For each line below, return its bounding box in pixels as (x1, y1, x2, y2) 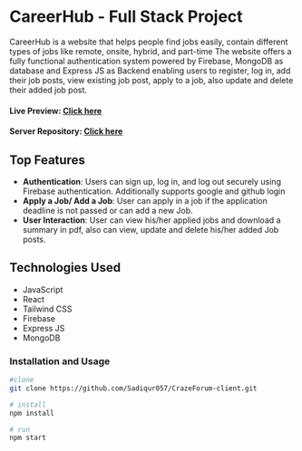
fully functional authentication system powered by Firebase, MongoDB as (9, 55, 284, 66)
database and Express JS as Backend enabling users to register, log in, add (9, 65, 291, 76)
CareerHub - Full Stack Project (9, 6, 243, 27)
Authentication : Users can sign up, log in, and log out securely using (22, 176, 281, 187)
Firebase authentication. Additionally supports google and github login (22, 186, 286, 197)
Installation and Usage (9, 355, 111, 368)
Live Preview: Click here (9, 105, 102, 116)
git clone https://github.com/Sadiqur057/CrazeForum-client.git (9, 383, 258, 393)
